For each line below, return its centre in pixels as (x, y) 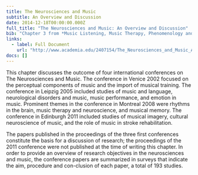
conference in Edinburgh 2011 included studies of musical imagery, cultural (97, 116)
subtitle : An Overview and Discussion (54, 17)
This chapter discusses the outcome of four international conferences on (95, 72)
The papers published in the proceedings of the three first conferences (92, 134)
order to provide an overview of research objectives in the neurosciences (95, 153)
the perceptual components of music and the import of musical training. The (99, 85)
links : (14, 39)
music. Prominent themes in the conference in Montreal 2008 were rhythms (98, 103)
